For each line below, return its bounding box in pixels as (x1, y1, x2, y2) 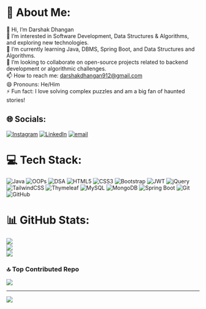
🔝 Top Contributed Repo (6, 265, 80, 273)
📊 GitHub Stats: (6, 213, 90, 227)
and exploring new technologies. (6, 39, 89, 46)
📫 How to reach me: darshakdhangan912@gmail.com (6, 72, 143, 79)
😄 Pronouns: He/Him (6, 80, 60, 88)
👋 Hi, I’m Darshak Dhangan (6, 26, 74, 33)
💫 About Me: (6, 6, 71, 20)
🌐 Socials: (6, 114, 47, 124)
